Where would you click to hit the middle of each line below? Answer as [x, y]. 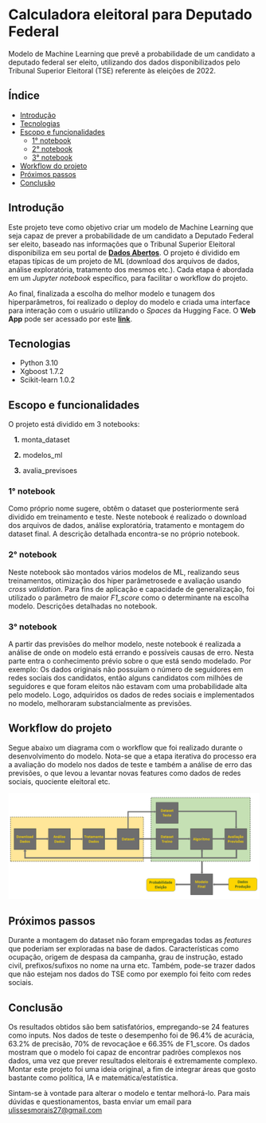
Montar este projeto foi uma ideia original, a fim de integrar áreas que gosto [132, 1070]
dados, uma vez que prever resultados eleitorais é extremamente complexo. [133, 1061]
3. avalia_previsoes [46, 471]
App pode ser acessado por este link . [70, 319]
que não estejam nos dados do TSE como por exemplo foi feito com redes [130, 974]
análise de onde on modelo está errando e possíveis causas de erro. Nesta [131, 652]
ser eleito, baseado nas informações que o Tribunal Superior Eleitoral [122, 244]
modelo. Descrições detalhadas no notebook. [83, 606]
